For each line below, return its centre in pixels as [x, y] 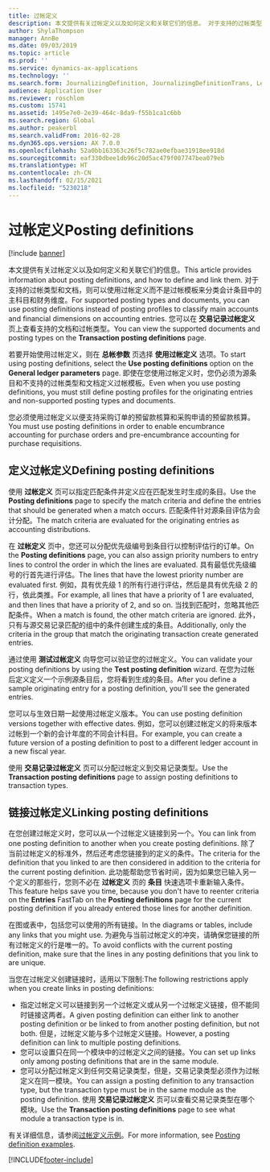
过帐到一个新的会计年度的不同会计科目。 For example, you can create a [125, 733]
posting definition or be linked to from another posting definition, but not [139, 1024]
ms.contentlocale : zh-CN [50, 173]
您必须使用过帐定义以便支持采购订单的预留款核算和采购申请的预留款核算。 [131, 417]
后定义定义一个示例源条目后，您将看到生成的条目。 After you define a [123, 679]
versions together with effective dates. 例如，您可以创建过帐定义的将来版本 [133, 723]
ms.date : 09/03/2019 [43, 46]
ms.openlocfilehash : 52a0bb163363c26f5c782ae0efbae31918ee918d [117, 151]
